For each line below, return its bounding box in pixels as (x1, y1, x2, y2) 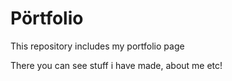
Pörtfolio (10, 7, 84, 30)
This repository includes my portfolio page (10, 40, 185, 52)
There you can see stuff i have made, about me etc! (10, 59, 223, 71)
